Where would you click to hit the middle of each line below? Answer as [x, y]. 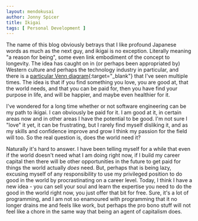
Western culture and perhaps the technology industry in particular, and [92, 70]
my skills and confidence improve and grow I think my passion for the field [97, 131]
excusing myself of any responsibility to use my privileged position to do [94, 174]
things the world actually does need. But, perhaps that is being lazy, [89, 168]
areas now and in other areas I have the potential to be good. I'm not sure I [97, 119]
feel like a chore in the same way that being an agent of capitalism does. [94, 212]
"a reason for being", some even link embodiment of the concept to [88, 57]
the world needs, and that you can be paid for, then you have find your [92, 88]
